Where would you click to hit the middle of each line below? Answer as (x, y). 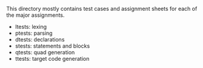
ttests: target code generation (52, 59)
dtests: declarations (40, 39)
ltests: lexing (31, 27)
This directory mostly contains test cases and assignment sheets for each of (102, 9)
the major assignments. (35, 15)
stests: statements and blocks (52, 46)
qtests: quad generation (45, 52)
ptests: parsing (34, 33)
